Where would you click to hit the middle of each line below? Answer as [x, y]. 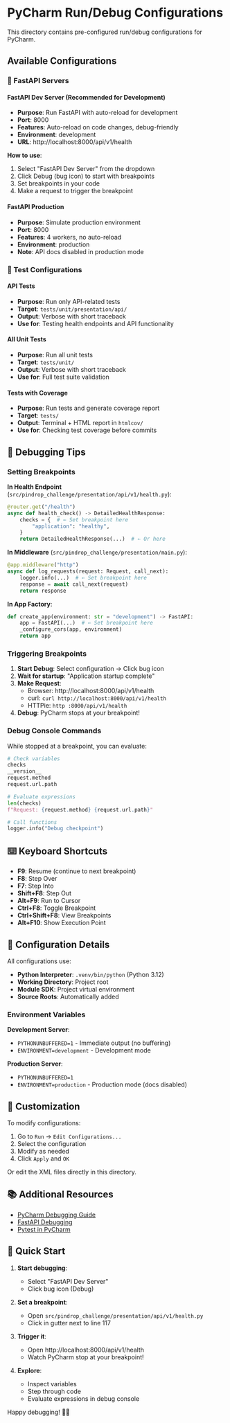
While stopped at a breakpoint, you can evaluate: [77, 746]
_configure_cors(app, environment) [71, 629]
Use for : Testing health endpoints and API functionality [96, 323]
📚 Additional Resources [61, 1195]
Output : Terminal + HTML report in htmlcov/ [80, 423]
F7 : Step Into [35, 886]
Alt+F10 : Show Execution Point [61, 923]
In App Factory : [30, 604]
